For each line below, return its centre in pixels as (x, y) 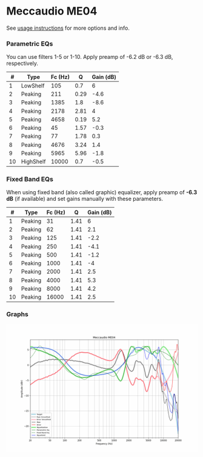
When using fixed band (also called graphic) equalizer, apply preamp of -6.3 (102, 192)
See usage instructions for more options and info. (68, 28)
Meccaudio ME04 (52, 11)
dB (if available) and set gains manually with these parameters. (85, 199)
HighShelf (33, 161)
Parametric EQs (30, 44)
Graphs (17, 314)
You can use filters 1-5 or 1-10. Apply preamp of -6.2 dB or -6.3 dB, (90, 57)
